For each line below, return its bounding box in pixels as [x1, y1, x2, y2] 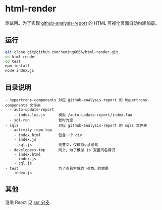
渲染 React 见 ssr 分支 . [5, 199, 51, 205]
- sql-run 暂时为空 [9, 117, 73, 122]
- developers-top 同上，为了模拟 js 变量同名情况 [9, 147, 115, 152]
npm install [5, 63, 30, 69]
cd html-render [5, 54, 37, 59]
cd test [5, 59, 21, 64]
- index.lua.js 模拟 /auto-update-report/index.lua [14, 112, 133, 117]
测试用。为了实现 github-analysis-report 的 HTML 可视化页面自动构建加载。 [5, 20, 160, 26]
